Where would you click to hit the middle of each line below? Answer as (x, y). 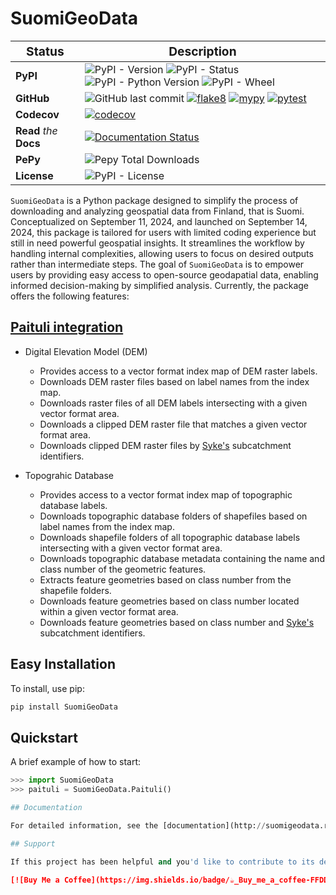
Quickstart (44, 737)
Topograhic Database (69, 475)
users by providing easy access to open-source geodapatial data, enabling (164, 274)
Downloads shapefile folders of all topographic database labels (170, 537)
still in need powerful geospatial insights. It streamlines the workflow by (157, 243)
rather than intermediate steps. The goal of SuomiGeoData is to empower (157, 264)
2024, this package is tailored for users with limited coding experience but (163, 232)
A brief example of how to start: (76, 762)
